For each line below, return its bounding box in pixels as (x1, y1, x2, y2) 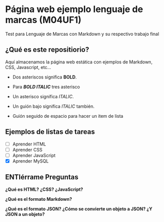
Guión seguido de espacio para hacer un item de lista (12, 113, 123, 119)
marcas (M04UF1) (5, 14, 81, 26)
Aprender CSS (12, 146, 43, 153)
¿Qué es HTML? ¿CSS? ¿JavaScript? (5, 186, 84, 192)
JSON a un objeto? (5, 211, 45, 217)
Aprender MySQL (12, 158, 49, 164)
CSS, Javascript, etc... (5, 64, 51, 70)
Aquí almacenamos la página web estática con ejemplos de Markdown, (5, 59, 152, 65)
